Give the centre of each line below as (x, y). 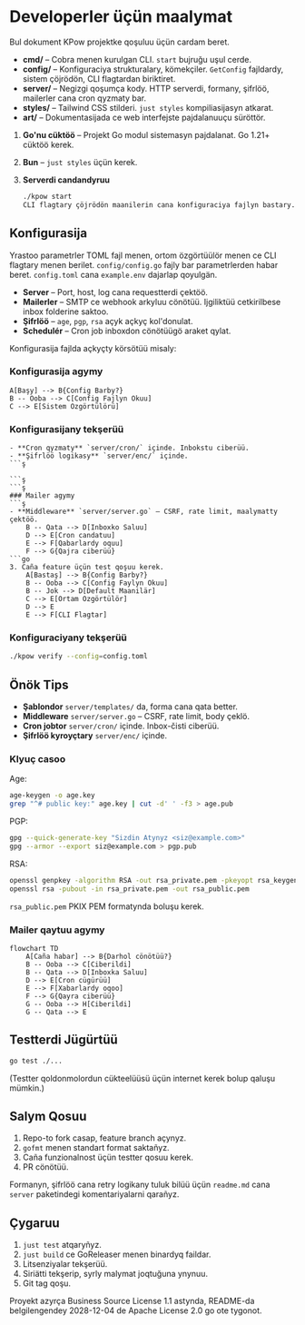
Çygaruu (35, 1223)
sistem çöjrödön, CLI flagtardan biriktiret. (99, 78)
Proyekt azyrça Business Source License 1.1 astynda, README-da (132, 1301)
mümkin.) (27, 1088)
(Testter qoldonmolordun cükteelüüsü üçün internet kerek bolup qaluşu (143, 1078)
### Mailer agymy (42, 496)
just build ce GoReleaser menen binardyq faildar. (117, 1254)
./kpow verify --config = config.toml (79, 657)
